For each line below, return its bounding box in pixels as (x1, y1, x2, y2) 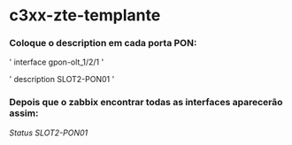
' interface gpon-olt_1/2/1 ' (9, 57, 104, 67)
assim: (9, 107, 39, 119)
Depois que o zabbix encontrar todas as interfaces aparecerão (9, 96, 283, 109)
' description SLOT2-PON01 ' (9, 74, 115, 85)
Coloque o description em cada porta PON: (9, 37, 197, 50)
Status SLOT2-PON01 (9, 127, 88, 138)
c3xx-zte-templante (9, 5, 161, 26)
